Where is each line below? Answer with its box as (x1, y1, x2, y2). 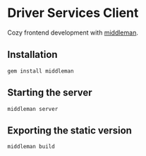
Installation (7, 49, 58, 61)
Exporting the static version (7, 124, 133, 136)
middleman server (7, 105, 59, 112)
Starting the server (7, 87, 93, 99)
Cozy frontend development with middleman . (7, 28, 139, 37)
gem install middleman (7, 67, 74, 75)
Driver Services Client (7, 5, 139, 21)
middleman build (7, 143, 55, 150)
